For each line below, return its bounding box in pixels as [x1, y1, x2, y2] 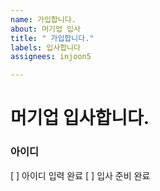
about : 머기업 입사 [10, 24, 81, 34]
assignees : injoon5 [10, 52, 92, 62]
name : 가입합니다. [10, 14, 77, 25]
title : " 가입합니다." [10, 33, 95, 43]
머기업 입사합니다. [10, 107, 150, 130]
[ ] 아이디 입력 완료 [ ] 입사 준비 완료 [10, 169, 151, 181]
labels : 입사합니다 [10, 42, 81, 53]
